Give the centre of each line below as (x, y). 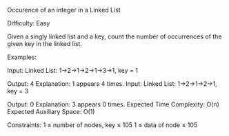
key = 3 (18, 91)
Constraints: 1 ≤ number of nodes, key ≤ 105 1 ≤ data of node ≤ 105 (102, 125)
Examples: (22, 57)
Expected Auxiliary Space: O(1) (51, 112)
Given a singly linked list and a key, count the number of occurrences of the (114, 36)
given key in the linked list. (45, 44)
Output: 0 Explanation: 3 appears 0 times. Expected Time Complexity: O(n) (113, 104)
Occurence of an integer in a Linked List (64, 10)
